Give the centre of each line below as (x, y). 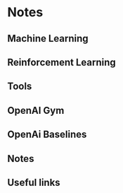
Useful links (34, 182)
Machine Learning (48, 39)
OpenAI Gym (36, 110)
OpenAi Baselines (47, 135)
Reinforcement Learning (61, 62)
